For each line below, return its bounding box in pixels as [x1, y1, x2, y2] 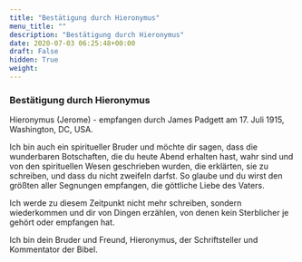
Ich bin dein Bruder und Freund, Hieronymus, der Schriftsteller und [9, 235, 258, 246]
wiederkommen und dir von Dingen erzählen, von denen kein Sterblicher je [9, 208, 289, 218]
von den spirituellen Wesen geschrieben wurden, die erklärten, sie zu [9, 160, 269, 172]
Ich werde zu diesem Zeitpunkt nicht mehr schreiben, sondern [9, 198, 242, 209]
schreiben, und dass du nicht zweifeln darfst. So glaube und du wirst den [9, 170, 283, 181]
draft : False [9, 47, 59, 56]
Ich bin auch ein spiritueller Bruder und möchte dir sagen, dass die [9, 141, 258, 152]
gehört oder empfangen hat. [9, 217, 115, 228]
